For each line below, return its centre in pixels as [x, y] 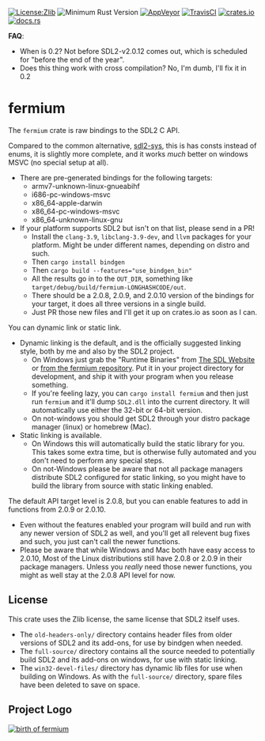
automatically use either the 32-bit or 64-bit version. [117, 410]
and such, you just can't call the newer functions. [100, 541]
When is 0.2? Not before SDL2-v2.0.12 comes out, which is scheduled [133, 51]
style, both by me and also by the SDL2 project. [97, 351]
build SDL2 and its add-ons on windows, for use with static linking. [128, 660]
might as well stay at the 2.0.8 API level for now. [97, 575]
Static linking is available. [61, 435]
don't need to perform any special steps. [98, 460]
